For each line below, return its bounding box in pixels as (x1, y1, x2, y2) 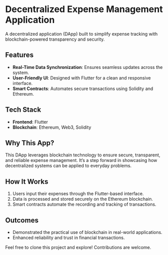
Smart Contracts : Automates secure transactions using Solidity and (12, 86, 153, 92)
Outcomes (5, 216, 39, 224)
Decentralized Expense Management (5, 4, 163, 15)
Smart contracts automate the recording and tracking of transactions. (12, 201, 157, 207)
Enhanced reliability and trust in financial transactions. (12, 235, 125, 240)
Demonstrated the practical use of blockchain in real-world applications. (12, 229, 162, 235)
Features (5, 51, 34, 59)
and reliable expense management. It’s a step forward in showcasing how (5, 157, 157, 163)
